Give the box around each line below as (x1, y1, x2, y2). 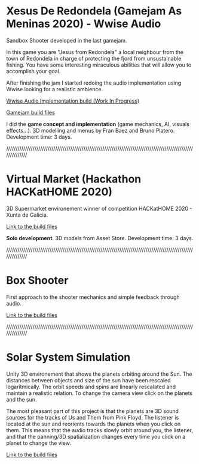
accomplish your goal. (6, 67, 61, 74)
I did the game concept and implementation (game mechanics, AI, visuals (6, 120, 190, 127)
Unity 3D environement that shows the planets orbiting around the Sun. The (6, 370, 192, 378)
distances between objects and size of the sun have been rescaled (6, 376, 172, 384)
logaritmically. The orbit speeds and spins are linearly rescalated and (6, 383, 176, 390)
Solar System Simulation (6, 351, 131, 364)
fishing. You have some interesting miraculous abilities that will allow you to (6, 61, 192, 68)
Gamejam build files (6, 109, 55, 116)
